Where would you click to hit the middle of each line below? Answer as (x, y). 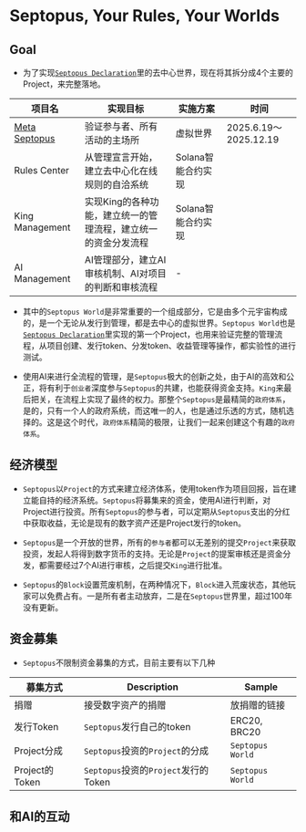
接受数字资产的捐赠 (125, 705)
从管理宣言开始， (122, 157)
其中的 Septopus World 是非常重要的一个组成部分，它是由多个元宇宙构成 (155, 312)
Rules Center (42, 170)
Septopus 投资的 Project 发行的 (146, 770)
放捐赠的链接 (258, 705)
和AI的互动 (40, 817)
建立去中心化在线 (122, 171)
